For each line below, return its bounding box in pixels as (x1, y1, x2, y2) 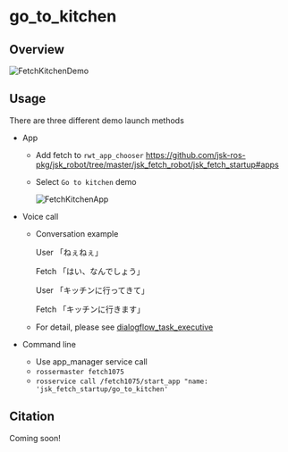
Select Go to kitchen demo (35, 176, 137, 187)
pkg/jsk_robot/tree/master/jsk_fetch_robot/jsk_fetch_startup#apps (35, 159, 279, 170)
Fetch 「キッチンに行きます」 (35, 304, 146, 314)
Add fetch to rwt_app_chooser (35, 149, 145, 160)
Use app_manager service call (35, 356, 148, 367)
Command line (21, 339, 76, 349)
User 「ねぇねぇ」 (35, 247, 103, 257)
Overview (9, 42, 65, 57)
